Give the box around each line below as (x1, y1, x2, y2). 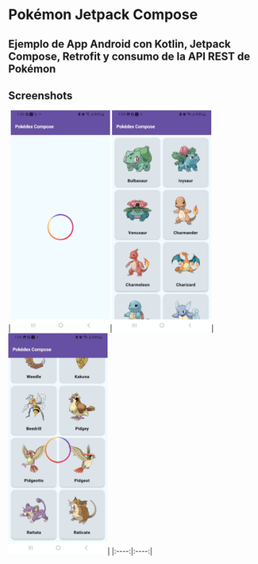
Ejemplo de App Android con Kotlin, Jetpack (8, 37, 232, 51)
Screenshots (8, 89, 73, 102)
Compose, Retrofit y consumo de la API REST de (8, 49, 251, 63)
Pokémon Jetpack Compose (8, 6, 198, 24)
